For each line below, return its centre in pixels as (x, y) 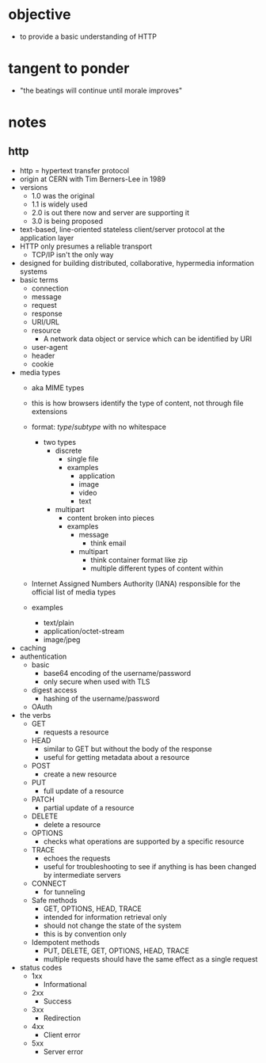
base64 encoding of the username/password (117, 673)
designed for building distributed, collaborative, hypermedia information (137, 263)
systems (33, 271)
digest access (54, 689)
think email (108, 543)
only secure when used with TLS (97, 681)
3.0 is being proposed (67, 221)
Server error (63, 1051)
